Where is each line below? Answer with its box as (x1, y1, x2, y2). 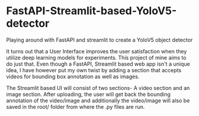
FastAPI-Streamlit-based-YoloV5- (6, 4, 177, 18)
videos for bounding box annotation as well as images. (6, 73, 140, 80)
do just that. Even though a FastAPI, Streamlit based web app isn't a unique (6, 60, 190, 67)
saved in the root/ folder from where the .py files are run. (6, 103, 146, 110)
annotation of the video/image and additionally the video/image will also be (6, 96, 190, 104)
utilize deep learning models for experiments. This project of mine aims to (6, 54, 187, 61)
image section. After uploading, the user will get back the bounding (6, 91, 171, 98)
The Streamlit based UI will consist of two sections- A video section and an (6, 84, 190, 91)
